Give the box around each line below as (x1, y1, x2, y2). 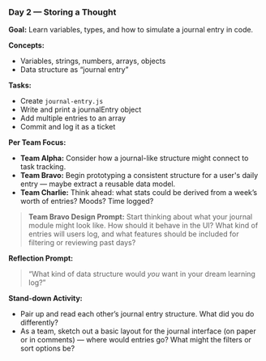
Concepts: (8, 40, 45, 50)
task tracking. (19, 162, 66, 172)
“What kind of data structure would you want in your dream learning (28, 270, 255, 279)
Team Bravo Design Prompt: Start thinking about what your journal (28, 212, 253, 222)
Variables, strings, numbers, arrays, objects (19, 56, 166, 66)
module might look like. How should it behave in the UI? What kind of (28, 221, 259, 231)
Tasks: (8, 80, 32, 91)
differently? (19, 318, 58, 328)
